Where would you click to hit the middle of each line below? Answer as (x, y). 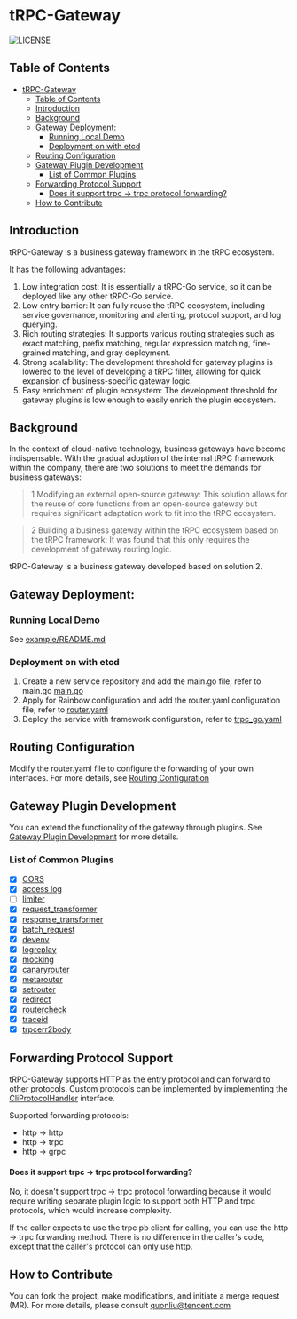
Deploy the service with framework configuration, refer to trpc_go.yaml (152, 719)
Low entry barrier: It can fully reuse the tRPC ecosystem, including (144, 305)
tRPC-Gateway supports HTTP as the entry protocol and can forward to (140, 1079)
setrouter (39, 989)
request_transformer (59, 909)
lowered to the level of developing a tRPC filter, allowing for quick (141, 371)
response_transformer (63, 919)
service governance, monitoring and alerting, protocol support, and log (152, 314)
